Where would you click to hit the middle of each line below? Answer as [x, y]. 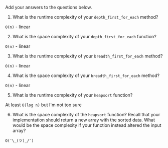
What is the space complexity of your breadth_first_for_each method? [86, 76]
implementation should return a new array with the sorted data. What [84, 120]
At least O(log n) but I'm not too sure [43, 105]
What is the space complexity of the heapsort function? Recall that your [86, 115]
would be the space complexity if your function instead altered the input [87, 125]
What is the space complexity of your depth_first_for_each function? [84, 36]
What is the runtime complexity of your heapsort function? [72, 95]
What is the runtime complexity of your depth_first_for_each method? [85, 17]
